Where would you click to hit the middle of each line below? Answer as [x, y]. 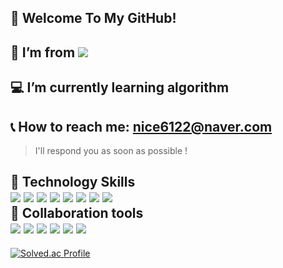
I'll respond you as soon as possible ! [111, 150]
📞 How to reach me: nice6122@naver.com [141, 126]
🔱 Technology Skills [73, 182]
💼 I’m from [43, 52]
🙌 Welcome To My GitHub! [93, 18]
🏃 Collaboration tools [77, 213]
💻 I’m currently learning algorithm [120, 87]
